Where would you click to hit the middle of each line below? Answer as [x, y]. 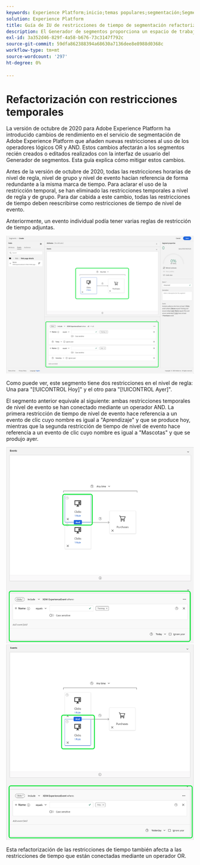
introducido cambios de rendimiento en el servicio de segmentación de [93, 135]
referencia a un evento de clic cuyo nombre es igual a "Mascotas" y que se [98, 432]
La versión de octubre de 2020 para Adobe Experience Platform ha [88, 129]
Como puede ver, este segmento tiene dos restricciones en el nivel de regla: [100, 383]
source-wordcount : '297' [37, 57]
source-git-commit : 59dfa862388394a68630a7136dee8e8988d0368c [85, 44]
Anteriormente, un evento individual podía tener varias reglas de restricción [99, 221]
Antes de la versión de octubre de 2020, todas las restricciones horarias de [99, 172]
